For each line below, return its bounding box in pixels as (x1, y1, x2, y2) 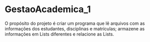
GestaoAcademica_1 (5, 4, 91, 15)
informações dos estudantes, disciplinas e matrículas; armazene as (5, 25, 145, 31)
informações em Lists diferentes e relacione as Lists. (5, 31, 114, 37)
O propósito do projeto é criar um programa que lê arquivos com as (5, 20, 145, 26)
